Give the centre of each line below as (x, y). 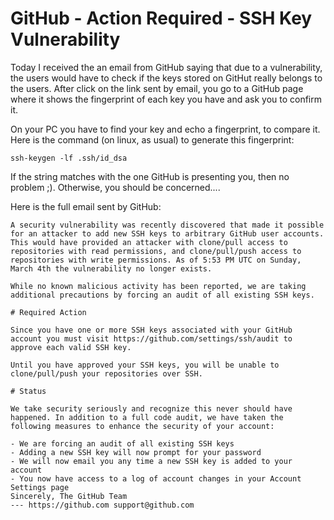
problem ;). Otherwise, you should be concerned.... (115, 187)
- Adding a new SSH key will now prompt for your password (136, 452)
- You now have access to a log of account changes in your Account (156, 478)
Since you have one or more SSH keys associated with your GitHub (151, 330)
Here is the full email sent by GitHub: (86, 206)
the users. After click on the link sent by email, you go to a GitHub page (157, 88)
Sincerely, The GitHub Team (69, 496)
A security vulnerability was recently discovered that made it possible (167, 225)
